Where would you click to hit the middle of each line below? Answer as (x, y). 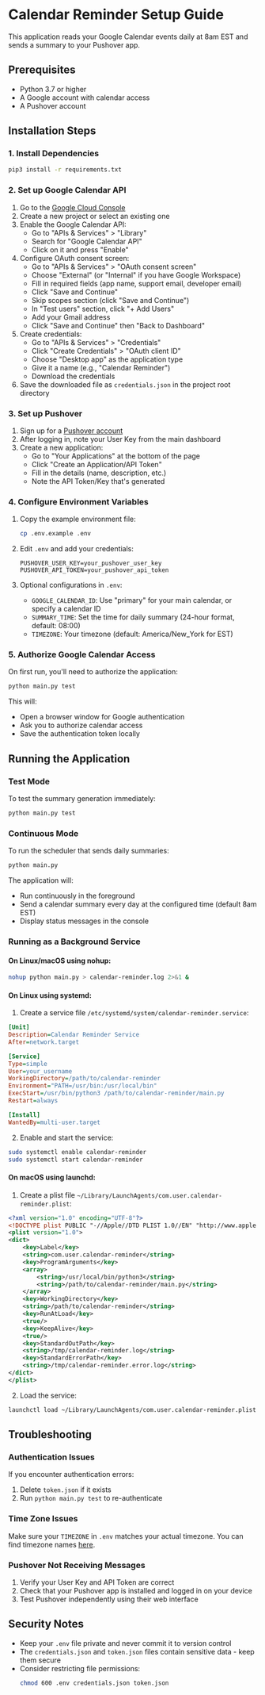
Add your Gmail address (71, 317)
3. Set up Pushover (45, 413)
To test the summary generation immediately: (82, 798)
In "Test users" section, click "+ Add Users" (103, 309)
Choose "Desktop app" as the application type (107, 359)
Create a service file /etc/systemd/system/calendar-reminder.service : (134, 1013)
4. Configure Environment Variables (78, 501)
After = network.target (44, 1042)
